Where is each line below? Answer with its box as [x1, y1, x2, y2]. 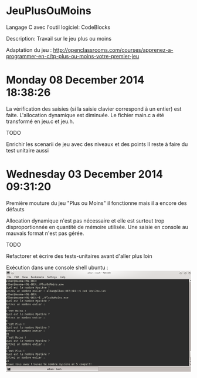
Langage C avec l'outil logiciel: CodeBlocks [6, 24, 111, 31]
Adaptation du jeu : [6, 46, 52, 54]
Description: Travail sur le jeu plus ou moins [6, 35, 112, 42]
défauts [6, 205, 25, 213]
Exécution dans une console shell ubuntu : [6, 264, 108, 271]
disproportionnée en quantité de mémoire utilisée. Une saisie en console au [6, 223, 189, 230]
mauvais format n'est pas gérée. [6, 230, 84, 237]
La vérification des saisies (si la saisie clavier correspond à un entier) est [6, 105, 182, 112]
